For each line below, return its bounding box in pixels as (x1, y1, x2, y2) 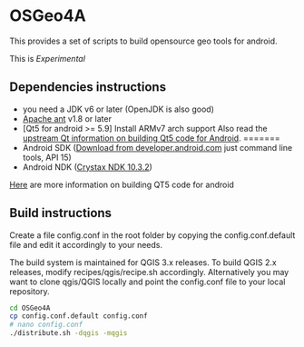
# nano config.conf (9, 320, 83, 330)
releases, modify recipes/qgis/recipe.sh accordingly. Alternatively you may (9, 266, 289, 277)
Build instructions (9, 205, 112, 221)
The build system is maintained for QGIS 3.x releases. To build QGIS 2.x (9, 256, 277, 268)
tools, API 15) (22, 152, 73, 163)
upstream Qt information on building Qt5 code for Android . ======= (22, 133, 280, 144)
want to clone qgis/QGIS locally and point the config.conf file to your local (9, 276, 286, 287)
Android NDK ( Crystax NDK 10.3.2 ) (22, 161, 152, 173)
